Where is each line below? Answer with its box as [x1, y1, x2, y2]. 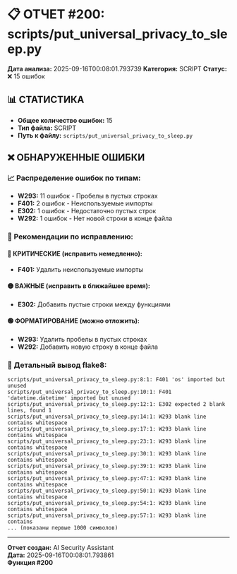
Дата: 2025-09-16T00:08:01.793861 [7, 551, 114, 559]
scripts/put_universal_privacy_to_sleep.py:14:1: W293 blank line [7, 413, 207, 421]
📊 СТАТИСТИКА [7, 94, 85, 106]
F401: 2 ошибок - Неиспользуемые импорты [17, 199, 153, 208]
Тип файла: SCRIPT [17, 124, 76, 132]
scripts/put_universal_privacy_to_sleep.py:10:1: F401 [7, 388, 172, 396]
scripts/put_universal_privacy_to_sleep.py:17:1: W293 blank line [7, 426, 207, 433]
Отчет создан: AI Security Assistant [7, 544, 114, 552]
